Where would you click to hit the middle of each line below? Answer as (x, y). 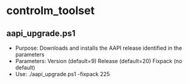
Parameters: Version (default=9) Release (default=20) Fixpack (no (99, 61)
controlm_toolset (51, 11)
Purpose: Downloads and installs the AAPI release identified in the (99, 48)
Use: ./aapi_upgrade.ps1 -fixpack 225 (62, 74)
